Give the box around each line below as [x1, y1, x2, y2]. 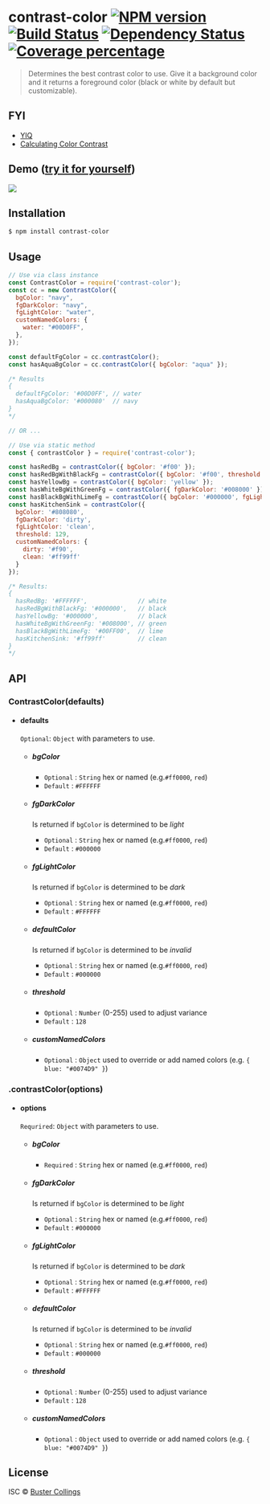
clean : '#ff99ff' [22, 553, 81, 561]
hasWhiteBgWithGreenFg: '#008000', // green [15, 619, 167, 627]
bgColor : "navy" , [15, 293, 74, 301]
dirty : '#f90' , [22, 546, 74, 554]
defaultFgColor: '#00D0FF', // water [15, 390, 142, 398]
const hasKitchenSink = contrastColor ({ [8, 501, 146, 509]
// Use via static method [8, 441, 95, 449]
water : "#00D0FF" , [22, 324, 84, 332]
